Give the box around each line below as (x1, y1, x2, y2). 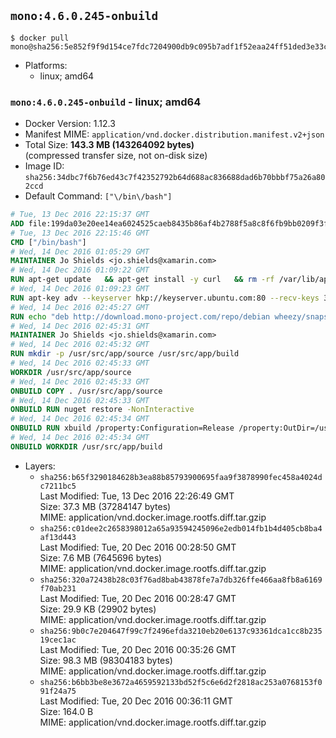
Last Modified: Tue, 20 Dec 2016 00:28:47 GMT (39, 592, 237, 604)
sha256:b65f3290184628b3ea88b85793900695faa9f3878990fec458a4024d (39, 472, 323, 482)
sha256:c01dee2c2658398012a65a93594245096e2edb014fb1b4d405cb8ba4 (39, 523, 323, 534)
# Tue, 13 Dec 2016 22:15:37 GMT (10, 210, 150, 220)
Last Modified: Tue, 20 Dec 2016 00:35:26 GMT (39, 643, 237, 655)
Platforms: (24, 59, 68, 71)
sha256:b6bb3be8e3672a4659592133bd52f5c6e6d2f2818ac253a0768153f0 (39, 677, 323, 687)
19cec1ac (39, 635, 77, 645)
